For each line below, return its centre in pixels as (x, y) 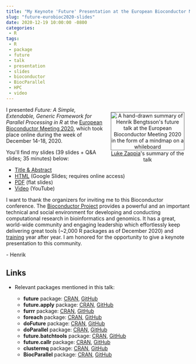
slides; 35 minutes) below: (38, 158)
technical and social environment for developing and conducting (83, 212)
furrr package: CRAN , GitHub (59, 311)
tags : (13, 39)
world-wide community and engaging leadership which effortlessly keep (93, 224)
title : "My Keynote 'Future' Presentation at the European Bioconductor (96, 11)
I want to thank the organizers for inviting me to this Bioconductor (85, 200)
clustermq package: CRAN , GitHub (65, 348)
